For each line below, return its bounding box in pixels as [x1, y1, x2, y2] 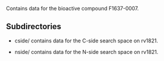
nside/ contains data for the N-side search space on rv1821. [14, 48, 159, 55]
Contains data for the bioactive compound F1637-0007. [6, 5, 139, 12]
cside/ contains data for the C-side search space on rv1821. [14, 37, 159, 44]
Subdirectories [6, 21, 61, 31]
